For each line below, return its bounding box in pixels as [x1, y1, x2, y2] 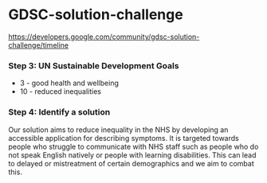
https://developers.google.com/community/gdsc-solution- [8, 32, 200, 41]
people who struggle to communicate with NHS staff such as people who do [8, 142, 259, 151]
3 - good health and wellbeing [19, 78, 120, 88]
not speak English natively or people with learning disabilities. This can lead [8, 150, 257, 160]
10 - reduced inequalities [19, 87, 102, 96]
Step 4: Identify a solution [8, 107, 111, 118]
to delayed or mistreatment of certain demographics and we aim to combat [8, 158, 254, 168]
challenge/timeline [8, 40, 69, 49]
